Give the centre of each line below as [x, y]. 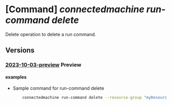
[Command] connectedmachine [75, 9]
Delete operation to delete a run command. [51, 34]
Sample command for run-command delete [58, 88]
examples [16, 77]
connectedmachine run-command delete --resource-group [82, 98]
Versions [20, 50]
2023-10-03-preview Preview [43, 65]
